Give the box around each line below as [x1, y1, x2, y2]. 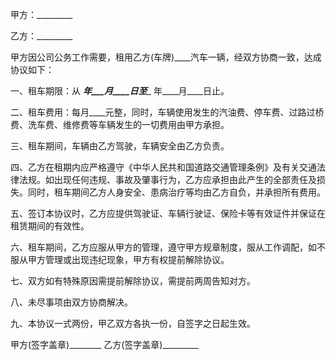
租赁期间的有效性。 [10, 220, 90, 232]
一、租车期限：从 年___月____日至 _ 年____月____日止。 [10, 85, 230, 97]
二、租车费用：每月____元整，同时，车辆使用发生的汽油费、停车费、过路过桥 [10, 106, 325, 118]
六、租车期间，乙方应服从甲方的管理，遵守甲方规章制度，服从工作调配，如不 [10, 241, 326, 253]
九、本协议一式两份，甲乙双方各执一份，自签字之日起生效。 [10, 318, 256, 329]
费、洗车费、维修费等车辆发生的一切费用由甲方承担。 [10, 119, 230, 130]
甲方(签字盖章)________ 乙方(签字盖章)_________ [10, 339, 199, 350]
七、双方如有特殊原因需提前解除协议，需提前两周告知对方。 [10, 275, 256, 287]
